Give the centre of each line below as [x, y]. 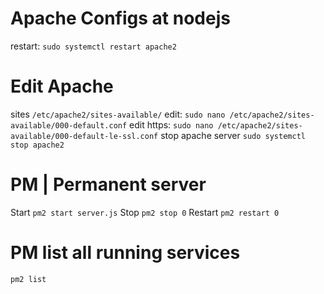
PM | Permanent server [108, 184]
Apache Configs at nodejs [120, 18]
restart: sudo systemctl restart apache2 [93, 46]
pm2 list [28, 279]
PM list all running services [125, 253]
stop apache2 [37, 145]
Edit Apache [62, 86]
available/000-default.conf [69, 125]
